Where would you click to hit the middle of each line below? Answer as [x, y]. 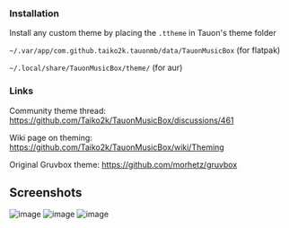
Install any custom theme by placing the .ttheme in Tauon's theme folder [143, 33]
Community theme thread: [57, 110]
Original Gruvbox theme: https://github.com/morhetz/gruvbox [123, 164]
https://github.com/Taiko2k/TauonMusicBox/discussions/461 [122, 120]
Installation [35, 13]
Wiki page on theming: [51, 137]
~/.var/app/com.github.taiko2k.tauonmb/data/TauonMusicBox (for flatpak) [145, 50]
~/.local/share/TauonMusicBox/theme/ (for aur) [96, 68]
